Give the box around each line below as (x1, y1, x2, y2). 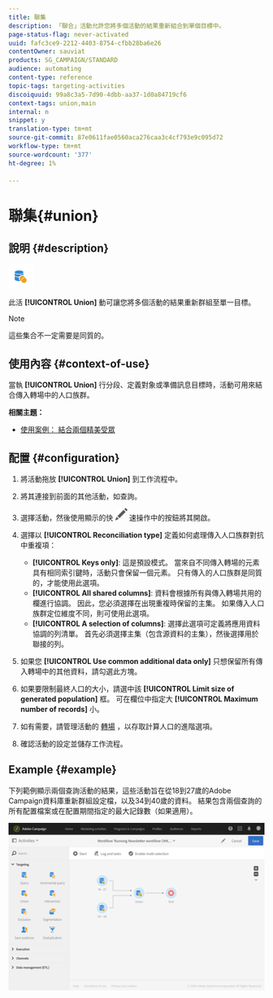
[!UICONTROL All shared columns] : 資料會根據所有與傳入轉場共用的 (32, 588, 262, 598)
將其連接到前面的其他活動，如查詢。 (19, 491, 142, 501)
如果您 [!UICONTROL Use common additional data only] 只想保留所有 (19, 657, 256, 666)
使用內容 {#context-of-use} (8, 357, 150, 371)
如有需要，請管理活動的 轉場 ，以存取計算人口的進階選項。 (19, 722, 217, 731)
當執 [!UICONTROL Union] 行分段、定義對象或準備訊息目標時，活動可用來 (8, 380, 256, 390)
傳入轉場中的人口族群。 (15, 390, 94, 400)
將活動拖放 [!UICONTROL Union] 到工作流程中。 (19, 474, 183, 484)
